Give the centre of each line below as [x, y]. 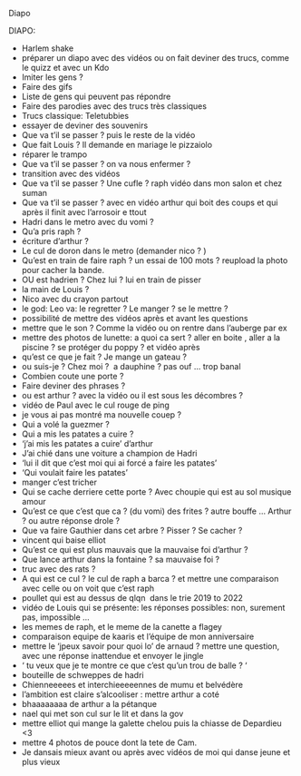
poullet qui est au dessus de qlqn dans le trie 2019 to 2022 [132, 598]
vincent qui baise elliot [63, 540]
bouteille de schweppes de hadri [83, 675]
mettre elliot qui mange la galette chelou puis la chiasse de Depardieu [151, 723]
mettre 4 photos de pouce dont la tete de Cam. [109, 742]
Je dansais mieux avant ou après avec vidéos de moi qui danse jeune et [156, 752]
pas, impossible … [55, 617]
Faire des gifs [47, 87]
